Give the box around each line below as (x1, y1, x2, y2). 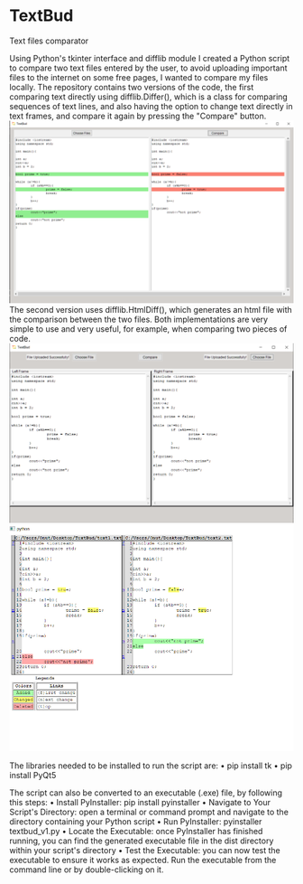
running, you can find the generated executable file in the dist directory (9, 835, 274, 846)
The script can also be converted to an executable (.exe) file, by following (9, 787, 282, 798)
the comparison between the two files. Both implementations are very (9, 314, 269, 324)
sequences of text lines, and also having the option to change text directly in (9, 100, 293, 111)
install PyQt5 (9, 770, 57, 781)
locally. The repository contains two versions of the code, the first (9, 81, 254, 92)
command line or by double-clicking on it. (9, 864, 164, 875)
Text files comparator (9, 35, 89, 46)
